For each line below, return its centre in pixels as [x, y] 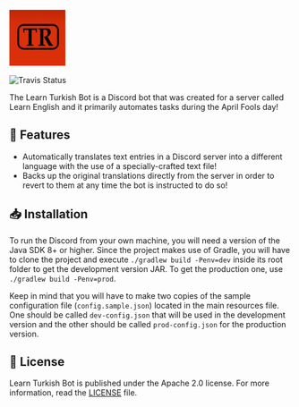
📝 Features [40, 135]
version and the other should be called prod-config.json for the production [148, 324]
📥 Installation [49, 214]
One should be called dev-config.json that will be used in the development [148, 315]
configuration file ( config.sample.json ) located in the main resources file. [145, 305]
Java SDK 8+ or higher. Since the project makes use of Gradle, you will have [150, 250]
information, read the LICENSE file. [73, 393]
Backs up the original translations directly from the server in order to [148, 175]
